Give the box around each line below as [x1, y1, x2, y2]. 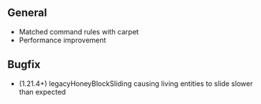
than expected [18, 87, 66, 96]
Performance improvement [18, 35, 106, 45]
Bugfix [7, 58, 41, 71]
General [7, 6, 48, 20]
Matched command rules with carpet [18, 27, 140, 36]
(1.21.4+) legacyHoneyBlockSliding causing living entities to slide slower [18, 78, 253, 88]
